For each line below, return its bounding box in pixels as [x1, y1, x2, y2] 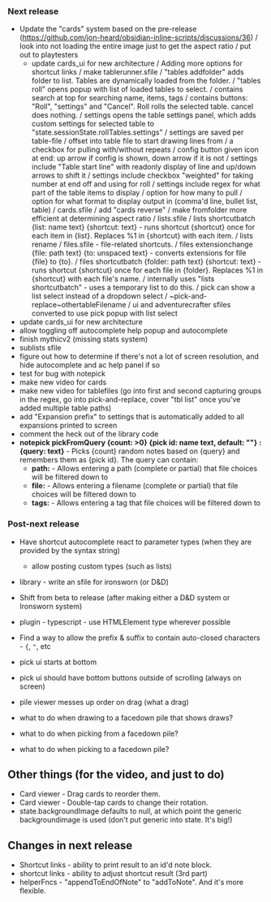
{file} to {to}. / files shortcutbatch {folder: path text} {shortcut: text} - [31, 257, 261, 267]
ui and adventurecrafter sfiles [132, 300, 231, 310]
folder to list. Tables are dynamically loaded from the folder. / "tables [31, 75, 261, 86]
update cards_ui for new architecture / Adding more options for [31, 58, 243, 68]
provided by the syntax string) [19, 545, 121, 555]
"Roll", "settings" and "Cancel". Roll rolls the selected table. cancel [31, 101, 254, 111]
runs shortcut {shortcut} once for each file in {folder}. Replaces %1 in [31, 265, 264, 275]
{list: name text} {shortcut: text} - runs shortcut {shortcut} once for [31, 222, 256, 232]
